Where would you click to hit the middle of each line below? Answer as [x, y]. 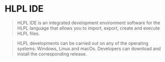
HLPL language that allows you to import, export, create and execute [88, 28]
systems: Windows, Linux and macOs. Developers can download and [89, 48]
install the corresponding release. [52, 54]
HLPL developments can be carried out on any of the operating [82, 43]
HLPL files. [28, 33]
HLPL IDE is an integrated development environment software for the [89, 23]
